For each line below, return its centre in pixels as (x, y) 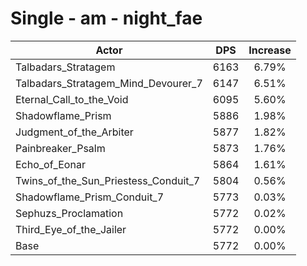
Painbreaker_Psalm (60, 148)
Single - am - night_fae (106, 18)
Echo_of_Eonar (50, 164)
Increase (270, 50)
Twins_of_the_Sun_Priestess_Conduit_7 (108, 180)
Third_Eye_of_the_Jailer (71, 229)
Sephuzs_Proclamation (69, 213)
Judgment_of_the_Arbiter (74, 132)
